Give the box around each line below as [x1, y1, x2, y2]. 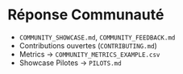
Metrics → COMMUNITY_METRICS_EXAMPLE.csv [19, 49, 160, 59]
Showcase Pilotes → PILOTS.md [19, 58, 122, 68]
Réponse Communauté [7, 6, 164, 24]
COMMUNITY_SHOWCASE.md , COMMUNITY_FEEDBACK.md [19, 32, 176, 42]
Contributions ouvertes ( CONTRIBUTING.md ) [19, 40, 158, 50]
